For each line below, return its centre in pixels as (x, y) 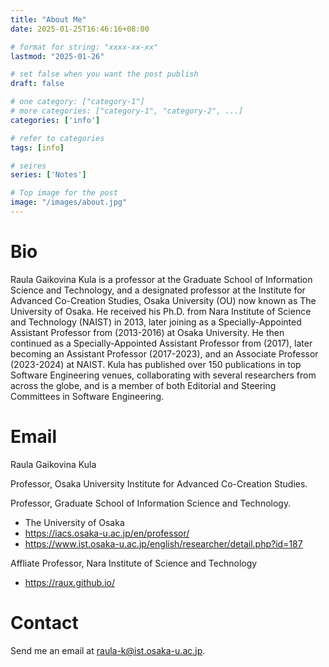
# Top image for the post (64, 193)
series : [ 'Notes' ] (48, 175)
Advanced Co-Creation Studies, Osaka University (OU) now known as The (163, 300)
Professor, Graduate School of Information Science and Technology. (151, 503)
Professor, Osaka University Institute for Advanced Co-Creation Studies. (159, 483)
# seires (28, 166)
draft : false (37, 84)
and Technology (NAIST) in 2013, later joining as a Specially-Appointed (156, 322)
